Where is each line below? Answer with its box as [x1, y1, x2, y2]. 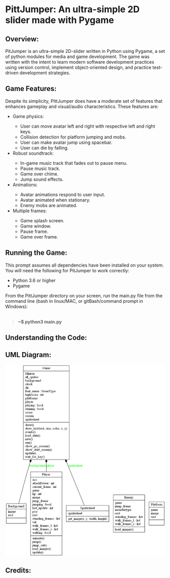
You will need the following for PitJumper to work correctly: [5, 267, 129, 273]
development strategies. [19, 70, 71, 76]
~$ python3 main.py [17, 319, 62, 325]
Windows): [5, 303, 28, 309]
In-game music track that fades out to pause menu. [20, 160, 128, 166]
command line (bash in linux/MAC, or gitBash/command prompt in [5, 298, 144, 304]
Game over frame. [20, 234, 58, 240]
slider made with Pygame [5, 14, 114, 26]
